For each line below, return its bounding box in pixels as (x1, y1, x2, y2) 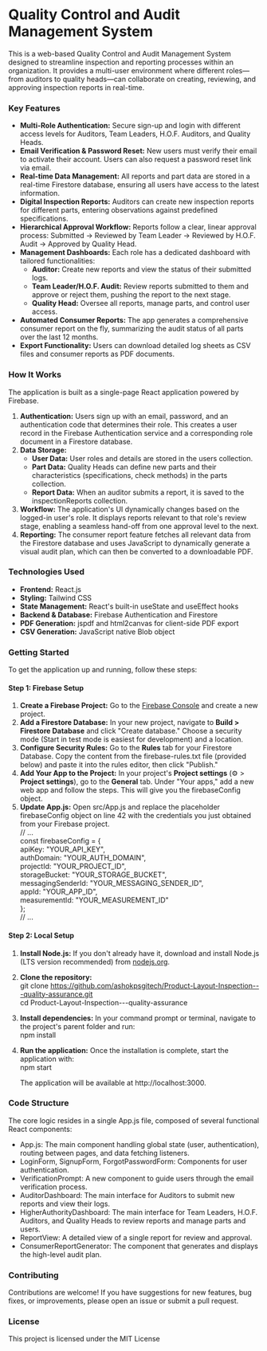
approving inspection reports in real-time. (8, 82, 145, 92)
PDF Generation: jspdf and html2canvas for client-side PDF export (19, 618, 239, 628)
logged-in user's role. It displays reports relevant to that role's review (19, 512, 247, 523)
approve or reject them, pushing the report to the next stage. (31, 290, 231, 300)
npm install (19, 1030, 57, 1040)
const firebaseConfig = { (19, 836, 101, 846)
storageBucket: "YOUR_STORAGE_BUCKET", (19, 870, 167, 879)
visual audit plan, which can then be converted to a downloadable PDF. (19, 546, 253, 556)
